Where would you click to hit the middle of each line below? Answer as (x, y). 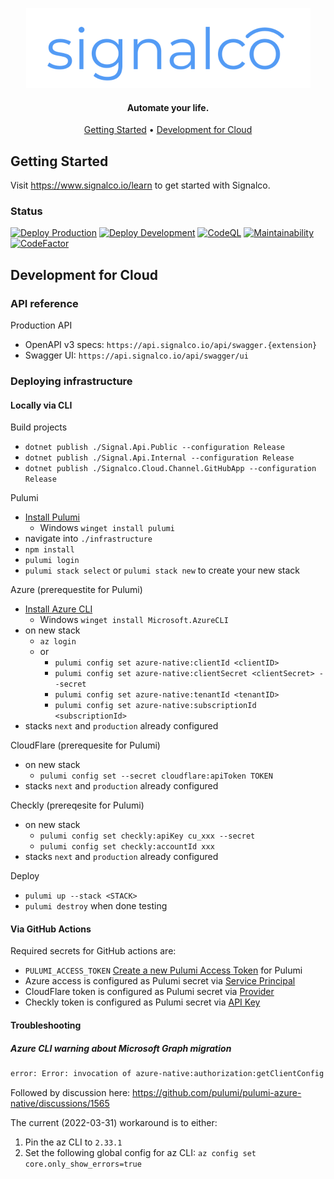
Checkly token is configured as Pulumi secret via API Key (142, 1002)
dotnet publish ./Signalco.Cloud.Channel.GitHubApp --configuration (170, 469)
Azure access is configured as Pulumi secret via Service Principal (160, 981)
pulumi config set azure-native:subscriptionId (155, 706)
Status (26, 211)
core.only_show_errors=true (83, 1164)
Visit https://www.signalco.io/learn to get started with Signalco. (140, 185)
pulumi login (52, 561)
